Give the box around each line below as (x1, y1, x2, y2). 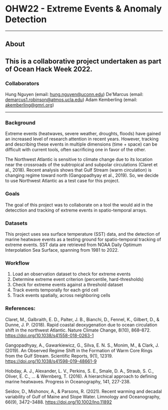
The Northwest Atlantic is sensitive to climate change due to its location (5, 156, 152, 162)
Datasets (5, 220, 27, 227)
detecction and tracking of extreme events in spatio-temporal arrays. (5, 207, 147, 213)
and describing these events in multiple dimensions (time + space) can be (5, 141, 157, 147)
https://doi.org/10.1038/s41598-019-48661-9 (5, 358, 97, 364)
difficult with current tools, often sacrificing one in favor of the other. (5, 147, 146, 153)
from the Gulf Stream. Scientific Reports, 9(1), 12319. (5, 353, 113, 359)
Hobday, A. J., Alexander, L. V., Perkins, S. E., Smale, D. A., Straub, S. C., (5, 368, 154, 374)
